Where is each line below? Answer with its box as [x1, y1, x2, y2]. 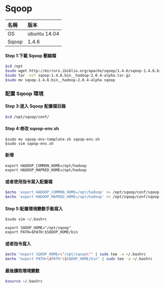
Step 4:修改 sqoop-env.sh [5, 126, 59, 132]
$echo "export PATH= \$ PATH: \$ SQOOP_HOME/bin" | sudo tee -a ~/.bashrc [5, 257, 153, 261]
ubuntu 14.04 [27, 30, 60, 37]
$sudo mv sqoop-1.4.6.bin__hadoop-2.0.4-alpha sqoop [5, 77, 115, 83]
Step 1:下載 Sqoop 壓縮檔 [5, 53, 56, 58]
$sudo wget [5, 68, 27, 74]
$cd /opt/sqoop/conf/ [5, 114, 50, 119]
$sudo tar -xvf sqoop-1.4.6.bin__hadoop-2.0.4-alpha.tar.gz [5, 73, 131, 78]
